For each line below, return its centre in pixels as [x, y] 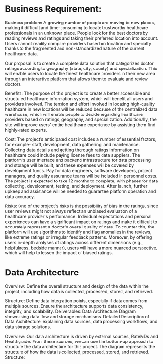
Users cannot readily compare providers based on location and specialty [78, 43]
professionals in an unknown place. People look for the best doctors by [77, 33]
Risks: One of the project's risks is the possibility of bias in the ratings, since [82, 206]
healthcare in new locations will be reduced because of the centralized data [81, 109]
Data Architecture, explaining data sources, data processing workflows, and [81, 321]
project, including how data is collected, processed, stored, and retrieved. [79, 291]
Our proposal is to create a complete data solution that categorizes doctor [79, 63]
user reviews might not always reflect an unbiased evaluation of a [71, 211]
